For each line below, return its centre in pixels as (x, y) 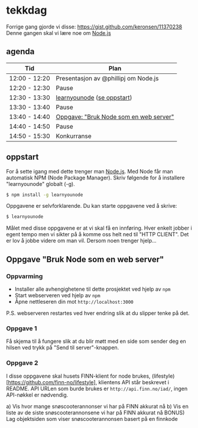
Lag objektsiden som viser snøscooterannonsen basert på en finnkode (92, 419)
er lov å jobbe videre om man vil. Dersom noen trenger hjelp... (81, 241)
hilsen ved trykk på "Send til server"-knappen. (63, 347)
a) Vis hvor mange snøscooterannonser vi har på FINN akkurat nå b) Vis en (98, 406)
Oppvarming (25, 276)
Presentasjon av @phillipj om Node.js (107, 78)
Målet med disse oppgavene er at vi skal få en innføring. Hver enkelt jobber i (99, 228)
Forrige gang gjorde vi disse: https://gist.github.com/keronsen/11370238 (94, 27)
